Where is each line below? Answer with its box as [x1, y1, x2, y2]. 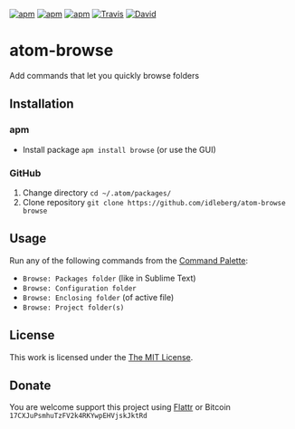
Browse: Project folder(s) [22, 303, 125, 312]
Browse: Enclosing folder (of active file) [22, 291, 175, 302]
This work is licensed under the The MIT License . [9, 351, 194, 362]
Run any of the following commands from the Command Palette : [9, 254, 249, 266]
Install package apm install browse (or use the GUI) [22, 144, 217, 155]
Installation [9, 96, 74, 112]
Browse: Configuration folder [22, 283, 138, 293]
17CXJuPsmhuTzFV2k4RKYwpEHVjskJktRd [9, 412, 147, 421]
